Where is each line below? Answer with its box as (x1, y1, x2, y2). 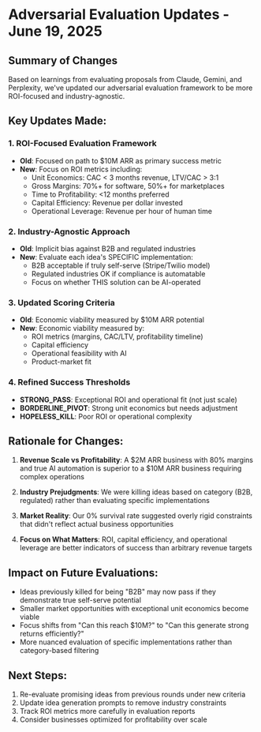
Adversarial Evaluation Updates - (8, 6, 230, 24)
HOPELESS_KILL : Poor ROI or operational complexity (19, 411, 192, 421)
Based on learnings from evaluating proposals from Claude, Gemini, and (8, 75, 243, 84)
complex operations (19, 472, 85, 482)
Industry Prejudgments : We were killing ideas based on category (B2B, (19, 487, 253, 497)
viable (19, 612, 40, 621)
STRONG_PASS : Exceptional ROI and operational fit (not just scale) (19, 395, 238, 404)
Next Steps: (8, 669, 67, 682)
